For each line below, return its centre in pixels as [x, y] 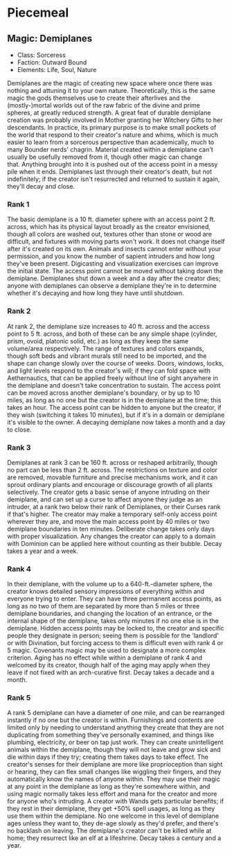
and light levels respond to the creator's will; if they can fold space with [109, 370]
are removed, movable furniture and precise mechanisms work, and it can [113, 477]
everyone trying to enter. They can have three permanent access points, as [114, 599]
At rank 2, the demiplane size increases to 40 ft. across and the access [108, 326]
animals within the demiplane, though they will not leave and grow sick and [114, 750]
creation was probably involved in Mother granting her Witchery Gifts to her [115, 120]
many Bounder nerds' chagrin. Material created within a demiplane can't [110, 149]
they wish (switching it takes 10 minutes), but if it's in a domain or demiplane [116, 415]
